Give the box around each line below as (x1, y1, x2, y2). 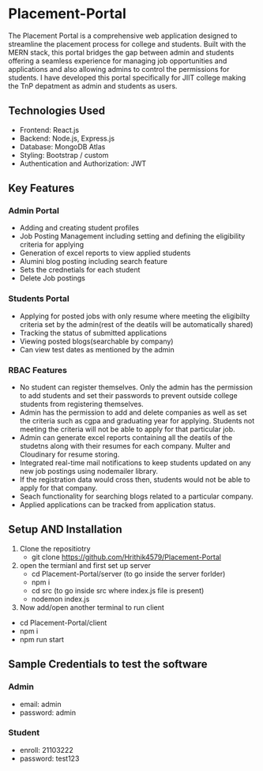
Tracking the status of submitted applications (19, 328, 167, 337)
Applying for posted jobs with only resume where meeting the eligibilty (19, 311, 250, 321)
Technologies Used (8, 104, 105, 118)
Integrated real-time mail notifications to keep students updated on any (19, 458, 251, 468)
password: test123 (19, 754, 80, 763)
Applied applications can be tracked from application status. (19, 500, 216, 510)
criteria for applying (19, 240, 85, 250)
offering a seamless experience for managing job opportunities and (8, 56, 227, 66)
